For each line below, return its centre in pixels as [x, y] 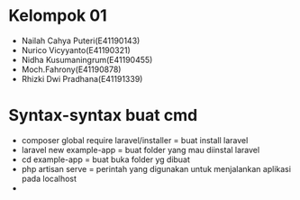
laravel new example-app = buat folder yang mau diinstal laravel [141, 150]
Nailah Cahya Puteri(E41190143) [81, 41]
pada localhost [49, 178]
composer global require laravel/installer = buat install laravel [135, 140]
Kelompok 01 [58, 16]
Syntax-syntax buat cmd [103, 116]
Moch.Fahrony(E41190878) [71, 69]
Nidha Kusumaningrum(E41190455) [87, 59]
